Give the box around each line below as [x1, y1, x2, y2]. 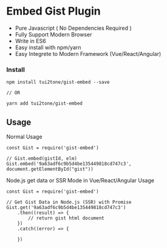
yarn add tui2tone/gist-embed [6, 100, 83, 107]
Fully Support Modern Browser [15, 30, 92, 38]
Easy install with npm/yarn [15, 44, 81, 51]
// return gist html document [28, 215, 104, 221]
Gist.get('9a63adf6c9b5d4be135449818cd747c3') [6, 205, 126, 211]
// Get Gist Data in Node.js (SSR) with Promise [6, 199, 132, 205]
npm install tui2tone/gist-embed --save [6, 79, 111, 86]
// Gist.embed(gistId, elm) [6, 156, 78, 162]
